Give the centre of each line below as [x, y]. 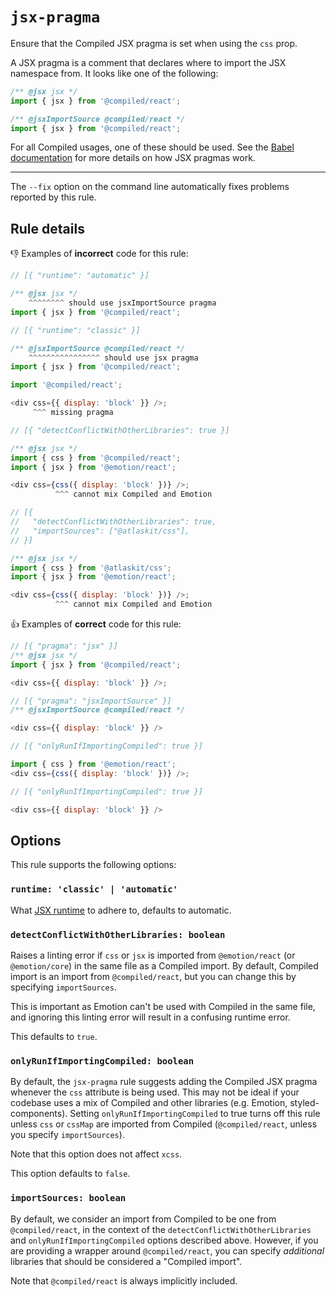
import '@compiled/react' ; [66, 385]
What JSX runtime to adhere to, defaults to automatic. [121, 910]
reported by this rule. [53, 197]
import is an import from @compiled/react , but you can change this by [153, 976]
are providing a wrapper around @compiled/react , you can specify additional [167, 1250]
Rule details [47, 228]
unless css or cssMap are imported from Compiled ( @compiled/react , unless [164, 1124]
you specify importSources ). [67, 1135]
